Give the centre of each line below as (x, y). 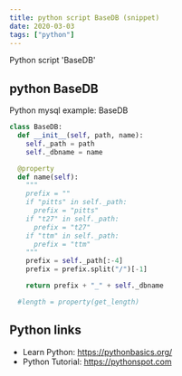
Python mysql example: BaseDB (69, 110)
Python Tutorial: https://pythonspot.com (97, 362)
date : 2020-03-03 (42, 26)
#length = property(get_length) (79, 302)
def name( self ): (48, 177)
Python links (45, 330)
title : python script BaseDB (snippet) (85, 18)
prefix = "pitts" (66, 211)
